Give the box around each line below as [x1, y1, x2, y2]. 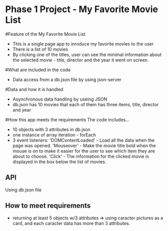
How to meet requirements [5, 201, 91, 210]
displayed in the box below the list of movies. [12, 158, 106, 165]
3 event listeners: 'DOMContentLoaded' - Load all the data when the [12, 137, 155, 143]
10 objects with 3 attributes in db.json [12, 126, 91, 132]
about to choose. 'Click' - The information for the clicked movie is [12, 153, 149, 159]
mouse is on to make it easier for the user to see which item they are [12, 148, 155, 154]
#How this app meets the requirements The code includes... [5, 116, 130, 122]
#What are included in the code [5, 67, 71, 73]
